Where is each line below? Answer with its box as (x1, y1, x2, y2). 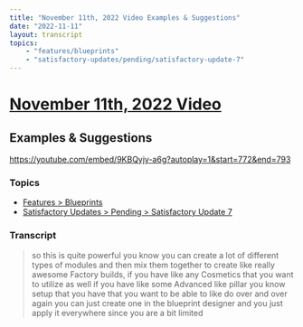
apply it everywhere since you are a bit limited (31, 307, 204, 318)
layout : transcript (9, 30, 83, 39)
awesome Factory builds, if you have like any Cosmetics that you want (31, 268, 294, 280)
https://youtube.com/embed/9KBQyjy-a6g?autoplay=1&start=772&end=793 (9, 154, 291, 164)
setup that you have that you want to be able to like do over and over (31, 288, 288, 299)
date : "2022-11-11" (9, 22, 83, 31)
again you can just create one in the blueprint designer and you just (31, 297, 283, 308)
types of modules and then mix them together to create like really (31, 259, 276, 270)
